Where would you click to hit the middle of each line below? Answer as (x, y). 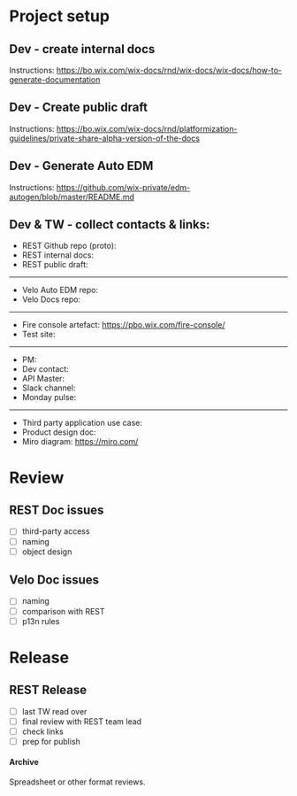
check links (42, 731)
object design (47, 552)
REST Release (48, 690)
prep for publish (51, 741)
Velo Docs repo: (51, 299)
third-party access (56, 531)
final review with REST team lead (82, 721)
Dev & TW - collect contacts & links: (110, 224)
